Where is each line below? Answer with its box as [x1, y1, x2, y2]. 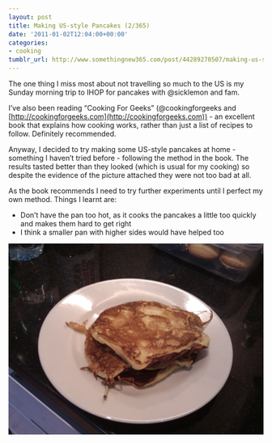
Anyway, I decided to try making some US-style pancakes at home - [8, 145, 236, 154]
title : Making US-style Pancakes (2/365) [8, 21, 151, 30]
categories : [8, 39, 49, 47]
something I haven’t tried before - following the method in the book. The [8, 154, 249, 162]
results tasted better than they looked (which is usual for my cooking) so [8, 162, 250, 171]
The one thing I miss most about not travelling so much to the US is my [8, 79, 244, 88]
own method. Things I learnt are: [8, 195, 117, 204]
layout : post [8, 13, 53, 21]
